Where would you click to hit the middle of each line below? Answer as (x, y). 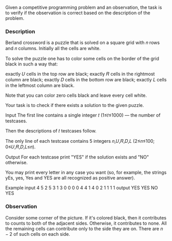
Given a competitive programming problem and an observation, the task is (84, 7)
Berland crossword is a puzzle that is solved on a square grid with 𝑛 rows (83, 42)
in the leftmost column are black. (40, 85)
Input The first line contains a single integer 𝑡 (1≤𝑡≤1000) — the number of (83, 115)
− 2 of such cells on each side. (38, 234)
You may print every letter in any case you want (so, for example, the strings (86, 172)
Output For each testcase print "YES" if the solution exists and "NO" (77, 157)
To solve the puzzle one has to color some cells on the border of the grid (82, 59)
